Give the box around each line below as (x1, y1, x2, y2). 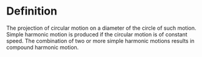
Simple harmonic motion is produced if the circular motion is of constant (6, 30, 187, 38)
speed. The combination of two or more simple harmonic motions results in (6, 37, 195, 44)
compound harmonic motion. (6, 44, 79, 51)
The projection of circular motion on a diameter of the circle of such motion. (6, 24, 197, 32)
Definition (6, 4, 58, 18)
